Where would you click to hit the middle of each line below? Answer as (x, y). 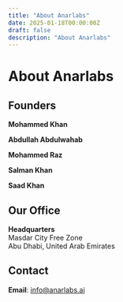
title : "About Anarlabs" (49, 15)
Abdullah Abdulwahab (45, 140)
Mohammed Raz (35, 155)
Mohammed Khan (38, 125)
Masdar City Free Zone (45, 238)
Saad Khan (26, 185)
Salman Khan (30, 170)
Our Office (34, 210)
